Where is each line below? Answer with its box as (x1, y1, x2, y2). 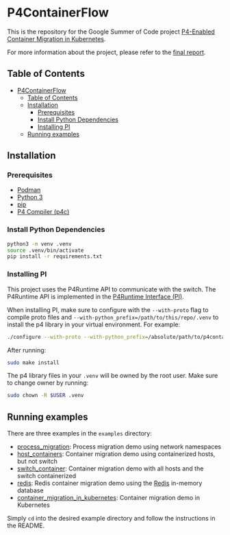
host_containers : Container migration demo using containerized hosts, (16, 450, 216, 458)
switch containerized (16, 472, 77, 480)
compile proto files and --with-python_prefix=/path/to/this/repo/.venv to (7, 313, 219, 321)
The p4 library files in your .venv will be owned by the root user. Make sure (7, 372, 218, 380)
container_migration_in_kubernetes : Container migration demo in (16, 494, 201, 502)
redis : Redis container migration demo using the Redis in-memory (16, 479, 203, 488)
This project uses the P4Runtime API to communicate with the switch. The (7, 285, 216, 293)
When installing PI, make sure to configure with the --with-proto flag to (7, 305, 209, 313)
